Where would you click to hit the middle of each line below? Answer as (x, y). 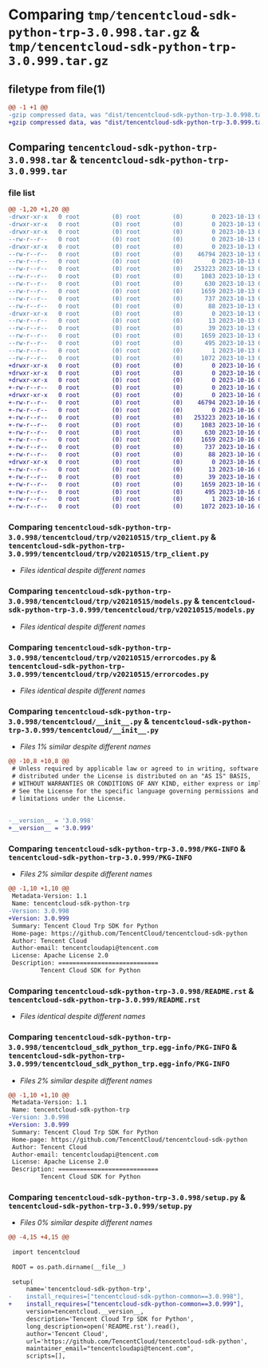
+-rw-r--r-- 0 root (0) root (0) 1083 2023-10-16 (132, 425)
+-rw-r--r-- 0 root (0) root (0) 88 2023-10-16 (132, 455)
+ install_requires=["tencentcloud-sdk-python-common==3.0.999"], (126, 1304)
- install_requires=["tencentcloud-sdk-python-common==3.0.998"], (126, 1297)
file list (22, 193)
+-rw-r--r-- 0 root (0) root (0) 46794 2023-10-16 (132, 403)
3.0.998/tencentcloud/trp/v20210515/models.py (100, 602)
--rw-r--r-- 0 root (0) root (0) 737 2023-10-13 (132, 298)
